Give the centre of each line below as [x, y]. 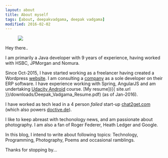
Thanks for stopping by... [31, 150]
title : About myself [27, 15]
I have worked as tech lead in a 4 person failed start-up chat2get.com [78, 104]
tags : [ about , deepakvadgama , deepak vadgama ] [55, 19]
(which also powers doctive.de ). [39, 110]
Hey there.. [17, 48]
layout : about [20, 10]
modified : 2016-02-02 [28, 24]
